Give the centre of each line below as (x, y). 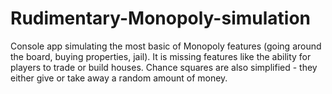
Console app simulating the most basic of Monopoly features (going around (166, 46)
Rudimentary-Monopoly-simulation (161, 18)
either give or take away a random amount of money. (119, 78)
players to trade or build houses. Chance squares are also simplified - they (164, 67)
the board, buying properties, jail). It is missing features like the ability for (161, 56)
